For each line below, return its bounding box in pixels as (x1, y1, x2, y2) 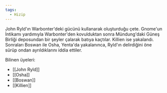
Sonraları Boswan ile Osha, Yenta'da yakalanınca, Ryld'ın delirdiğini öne (5, 41, 152, 47)
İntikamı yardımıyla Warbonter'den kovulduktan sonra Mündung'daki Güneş (5, 31, 160, 37)
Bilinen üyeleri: (5, 56, 36, 62)
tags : (5, 7, 16, 12)
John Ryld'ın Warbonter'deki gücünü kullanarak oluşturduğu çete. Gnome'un (5, 25, 163, 31)
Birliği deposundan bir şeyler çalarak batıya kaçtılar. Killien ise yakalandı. (5, 36, 154, 42)
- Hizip (9, 12, 26, 17)
